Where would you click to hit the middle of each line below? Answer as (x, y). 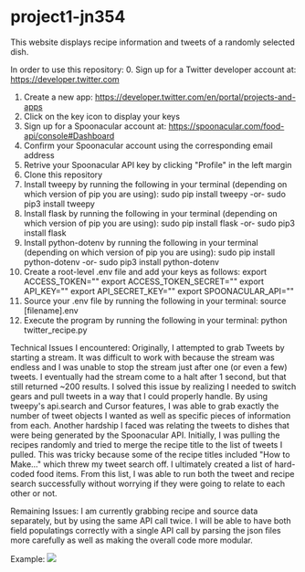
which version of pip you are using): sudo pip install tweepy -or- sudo (155, 194)
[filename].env (51, 310)
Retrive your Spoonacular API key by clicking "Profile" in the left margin (158, 164)
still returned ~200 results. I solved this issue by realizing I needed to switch (153, 387)
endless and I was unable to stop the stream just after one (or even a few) (149, 366)
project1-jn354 (68, 17)
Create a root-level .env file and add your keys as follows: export (145, 271)
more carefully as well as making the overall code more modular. (132, 540)
